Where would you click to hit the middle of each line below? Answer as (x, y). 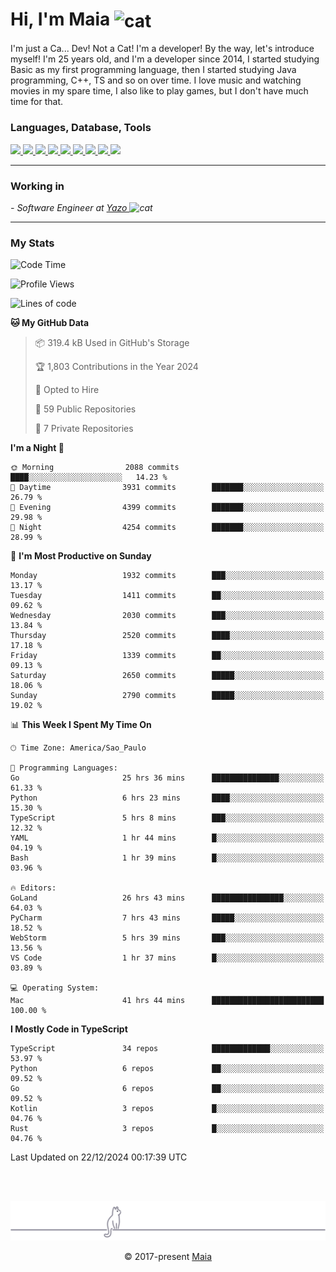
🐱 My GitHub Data (50, 323)
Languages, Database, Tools (81, 128)
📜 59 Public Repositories (85, 409)
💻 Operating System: (55, 988)
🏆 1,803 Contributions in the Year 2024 (116, 367)
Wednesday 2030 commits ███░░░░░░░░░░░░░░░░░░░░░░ (167, 616)
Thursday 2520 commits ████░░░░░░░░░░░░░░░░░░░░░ (167, 636)
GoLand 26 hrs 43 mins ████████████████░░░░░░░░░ (167, 898)
